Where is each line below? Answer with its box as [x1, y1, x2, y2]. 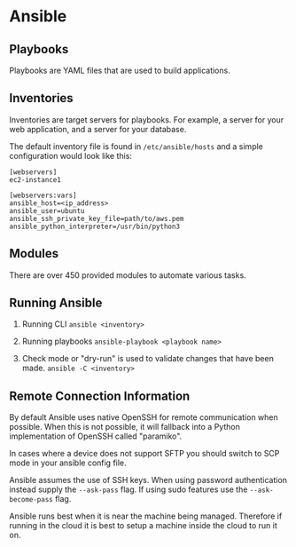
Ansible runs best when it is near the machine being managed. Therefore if [9, 511, 283, 521]
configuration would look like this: [9, 150, 133, 161]
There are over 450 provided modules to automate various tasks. [9, 269, 246, 281]
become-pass [9, 495, 53, 504]
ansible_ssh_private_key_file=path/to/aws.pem [9, 214, 184, 223]
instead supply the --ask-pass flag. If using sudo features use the [9, 484, 248, 495]
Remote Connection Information [9, 388, 191, 403]
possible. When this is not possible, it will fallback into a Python [9, 422, 241, 432]
